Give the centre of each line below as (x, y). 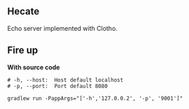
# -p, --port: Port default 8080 (58, 86)
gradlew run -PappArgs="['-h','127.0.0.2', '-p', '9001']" (95, 98)
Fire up (23, 51)
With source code (34, 67)
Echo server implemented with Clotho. (62, 28)
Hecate (23, 12)
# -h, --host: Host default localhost (65, 80)
